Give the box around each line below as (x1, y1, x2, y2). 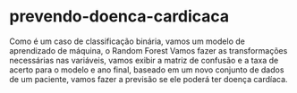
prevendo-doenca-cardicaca (9, 6, 230, 27)
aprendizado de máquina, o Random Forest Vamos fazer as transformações (9, 45, 288, 55)
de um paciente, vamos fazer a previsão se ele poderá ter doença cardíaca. (9, 73, 288, 84)
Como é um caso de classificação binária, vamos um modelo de (9, 36, 246, 46)
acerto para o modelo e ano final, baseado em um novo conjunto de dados (9, 64, 284, 75)
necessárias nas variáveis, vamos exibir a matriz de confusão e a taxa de (9, 55, 279, 65)
